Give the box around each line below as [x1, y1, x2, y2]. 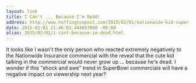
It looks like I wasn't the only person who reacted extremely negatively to [6, 46, 182, 53]
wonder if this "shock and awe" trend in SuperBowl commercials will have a [6, 64, 188, 71]
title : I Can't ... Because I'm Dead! [6, 14, 100, 20]
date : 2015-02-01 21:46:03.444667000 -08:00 [6, 24, 116, 31]
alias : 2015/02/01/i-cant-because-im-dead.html [6, 30, 124, 36]
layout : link [6, 8, 38, 15]
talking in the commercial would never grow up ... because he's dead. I [6, 59, 176, 66]
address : [6, 19, 27, 25]
